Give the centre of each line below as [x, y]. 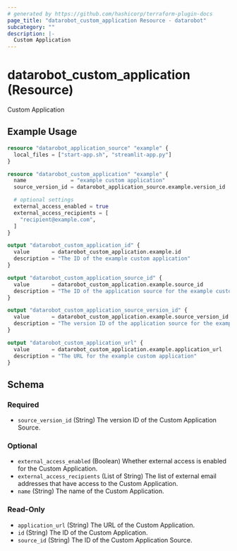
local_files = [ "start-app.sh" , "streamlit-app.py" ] [93, 155]
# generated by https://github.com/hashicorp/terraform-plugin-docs [110, 14]
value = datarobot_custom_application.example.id [97, 252]
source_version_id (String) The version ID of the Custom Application [117, 420]
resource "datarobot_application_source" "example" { [88, 148]
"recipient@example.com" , [58, 220]
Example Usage [42, 132]
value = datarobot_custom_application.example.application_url [118, 349]
